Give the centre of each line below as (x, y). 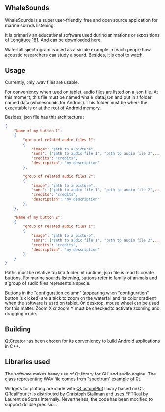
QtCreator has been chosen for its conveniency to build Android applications (82, 341)
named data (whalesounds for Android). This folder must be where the (76, 102)
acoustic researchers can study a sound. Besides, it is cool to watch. (75, 55)
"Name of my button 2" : (38, 217)
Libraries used (27, 362)
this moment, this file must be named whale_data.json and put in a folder (79, 97)
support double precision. (31, 404)
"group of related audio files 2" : (59, 176)
